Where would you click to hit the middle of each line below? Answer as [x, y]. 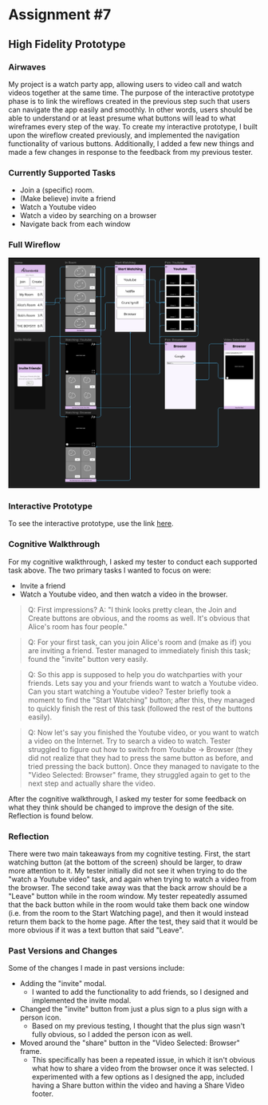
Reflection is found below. [51, 815]
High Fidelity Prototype [67, 44]
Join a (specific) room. [57, 190]
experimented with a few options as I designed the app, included [138, 1077]
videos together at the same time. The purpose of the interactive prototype [131, 93]
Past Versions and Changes [63, 950]
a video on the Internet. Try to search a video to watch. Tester [129, 741]
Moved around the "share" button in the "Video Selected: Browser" [130, 1043]
